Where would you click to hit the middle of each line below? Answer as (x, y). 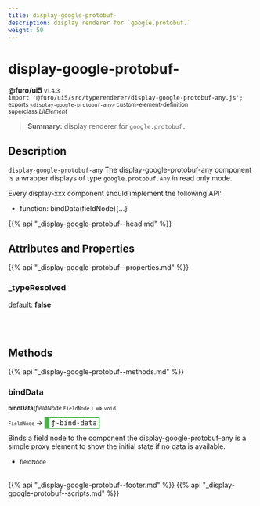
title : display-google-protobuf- (63, 15)
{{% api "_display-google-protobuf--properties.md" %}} (99, 267)
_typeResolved (37, 287)
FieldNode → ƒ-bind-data (52, 423)
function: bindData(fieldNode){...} (73, 209)
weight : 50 (26, 30)
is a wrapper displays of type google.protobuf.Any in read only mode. (120, 178)
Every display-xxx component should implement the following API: (115, 194)
